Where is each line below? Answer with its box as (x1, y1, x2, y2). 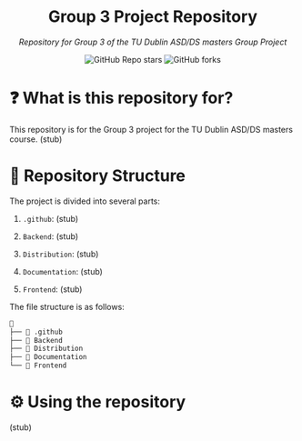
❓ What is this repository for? (9, 88, 234, 108)
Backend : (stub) (22, 230, 79, 242)
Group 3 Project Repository (48, 6, 257, 27)
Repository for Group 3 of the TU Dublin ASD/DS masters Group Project (18, 36, 287, 47)
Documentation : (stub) (22, 266, 103, 276)
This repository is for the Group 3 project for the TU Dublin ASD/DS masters (9, 124, 294, 135)
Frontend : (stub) (22, 284, 83, 295)
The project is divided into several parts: (9, 195, 161, 206)
